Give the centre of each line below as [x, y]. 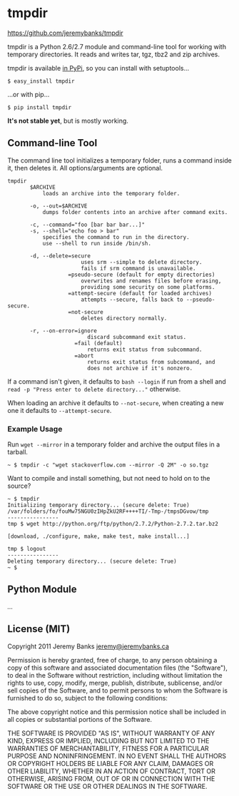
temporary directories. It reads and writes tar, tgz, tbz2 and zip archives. [113, 54]
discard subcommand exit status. [137, 337]
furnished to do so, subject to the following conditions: [87, 698]
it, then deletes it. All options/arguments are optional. [85, 168]
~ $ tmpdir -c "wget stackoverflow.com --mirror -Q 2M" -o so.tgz [108, 465]
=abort [84, 356]
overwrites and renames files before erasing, [151, 281]
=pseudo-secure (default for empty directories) [142, 275]
